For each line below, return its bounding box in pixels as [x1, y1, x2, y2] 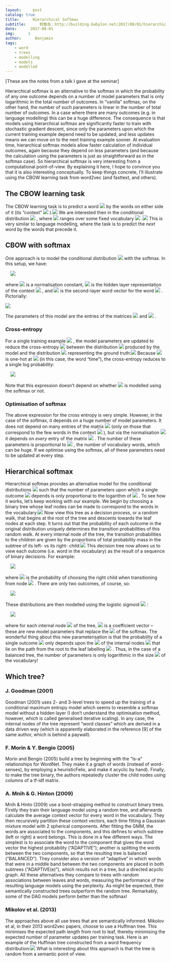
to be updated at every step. [5, 452, 65, 458]
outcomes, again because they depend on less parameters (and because [5, 148, 159, 154]
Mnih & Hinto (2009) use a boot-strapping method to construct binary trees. [5, 802, 164, 808]
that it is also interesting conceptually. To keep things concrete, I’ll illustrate [5, 169, 163, 176]
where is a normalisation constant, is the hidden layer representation [5, 281, 162, 287]
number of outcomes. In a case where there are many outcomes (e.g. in [5, 110, 156, 116]
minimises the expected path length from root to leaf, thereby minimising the [5, 928, 165, 935]
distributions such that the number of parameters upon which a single [5, 487, 158, 493]
